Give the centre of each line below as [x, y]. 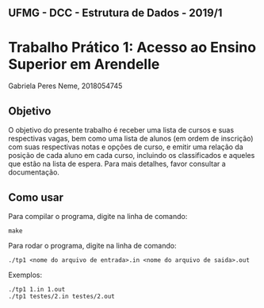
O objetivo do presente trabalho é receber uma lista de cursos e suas [121, 130]
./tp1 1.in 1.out [37, 289]
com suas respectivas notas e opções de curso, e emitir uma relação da [126, 147]
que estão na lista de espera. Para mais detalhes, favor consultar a [117, 164]
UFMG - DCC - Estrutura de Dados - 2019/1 [115, 13]
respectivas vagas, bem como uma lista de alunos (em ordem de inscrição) [131, 139]
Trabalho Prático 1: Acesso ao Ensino [132, 47]
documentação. [34, 172]
